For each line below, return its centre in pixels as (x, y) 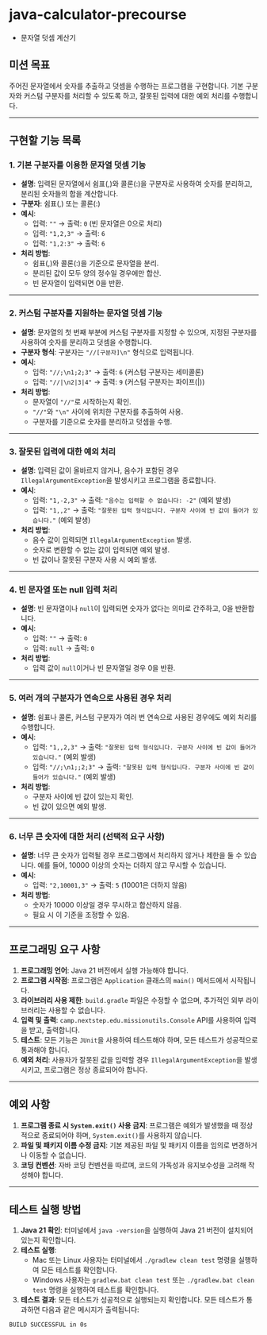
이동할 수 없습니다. (57, 1155)
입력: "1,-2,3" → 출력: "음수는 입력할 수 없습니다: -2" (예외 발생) (132, 500)
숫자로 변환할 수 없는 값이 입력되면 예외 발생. (101, 550)
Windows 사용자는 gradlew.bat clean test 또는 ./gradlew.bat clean (143, 1280)
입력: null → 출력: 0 (63, 648)
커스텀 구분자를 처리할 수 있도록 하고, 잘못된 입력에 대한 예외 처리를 (127, 95)
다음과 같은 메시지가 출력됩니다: (90, 1310)
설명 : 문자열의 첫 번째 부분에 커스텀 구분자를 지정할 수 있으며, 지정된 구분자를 (139, 332)
